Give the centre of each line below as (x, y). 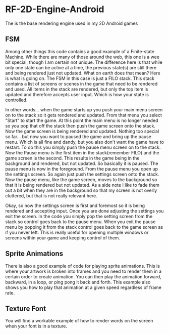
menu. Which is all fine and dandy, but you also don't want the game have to (84, 142)
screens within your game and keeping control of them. (63, 238)
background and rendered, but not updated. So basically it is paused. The (82, 163)
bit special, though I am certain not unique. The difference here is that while (84, 62)
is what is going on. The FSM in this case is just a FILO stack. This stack (80, 78)
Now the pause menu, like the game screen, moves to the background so (81, 179)
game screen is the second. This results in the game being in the (72, 158)
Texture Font (26, 308)
